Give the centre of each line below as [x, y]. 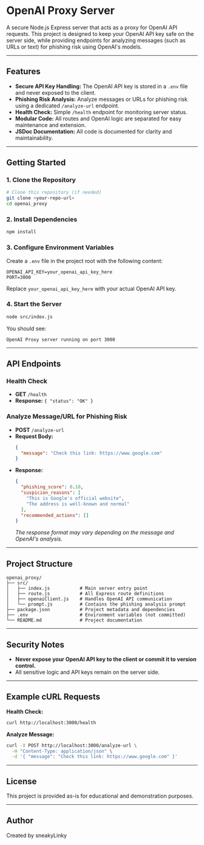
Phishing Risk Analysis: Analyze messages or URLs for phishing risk [101, 99]
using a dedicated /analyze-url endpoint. [67, 105]
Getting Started [36, 162]
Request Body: [34, 436]
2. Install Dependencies [42, 219]
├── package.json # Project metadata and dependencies [90, 610]
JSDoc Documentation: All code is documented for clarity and [93, 131]
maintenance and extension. [50, 125]
